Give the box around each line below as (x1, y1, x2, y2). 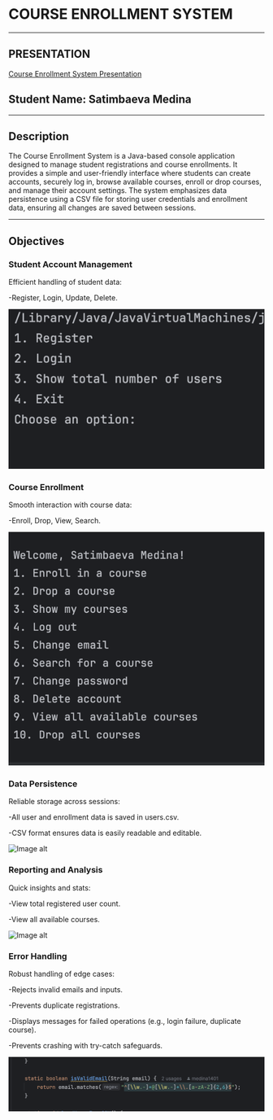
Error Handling (8, 950, 67, 961)
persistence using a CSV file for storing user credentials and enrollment (8, 195, 248, 204)
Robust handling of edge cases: (8, 969, 115, 978)
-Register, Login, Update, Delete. (8, 293, 118, 303)
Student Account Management (8, 258, 132, 269)
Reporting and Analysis (8, 864, 103, 876)
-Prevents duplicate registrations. (8, 1000, 120, 1010)
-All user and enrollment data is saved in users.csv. (8, 812, 180, 822)
